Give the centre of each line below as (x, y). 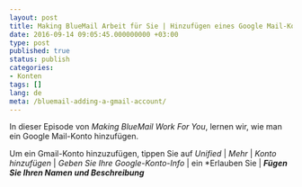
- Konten (26, 76)
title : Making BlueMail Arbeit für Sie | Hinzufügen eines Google (136, 26)
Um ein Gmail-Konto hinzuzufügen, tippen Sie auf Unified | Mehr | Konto (143, 154)
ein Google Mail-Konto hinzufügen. (74, 137)
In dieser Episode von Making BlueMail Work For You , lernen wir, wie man (146, 127)
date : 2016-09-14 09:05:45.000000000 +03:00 (94, 34)
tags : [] (26, 85)
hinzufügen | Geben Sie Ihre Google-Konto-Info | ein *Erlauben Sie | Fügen (148, 164)
